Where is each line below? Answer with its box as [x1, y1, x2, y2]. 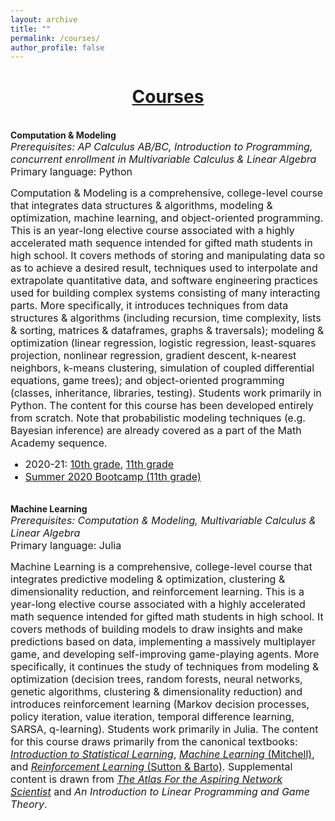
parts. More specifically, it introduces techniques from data [10, 299, 289, 313]
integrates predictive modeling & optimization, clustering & [10, 572, 286, 586]
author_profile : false [10, 42, 105, 53]
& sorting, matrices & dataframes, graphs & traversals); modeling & [10, 324, 325, 338]
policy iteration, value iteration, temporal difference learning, [10, 710, 295, 724]
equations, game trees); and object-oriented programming [10, 374, 285, 388]
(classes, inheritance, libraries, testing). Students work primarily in [10, 386, 322, 400]
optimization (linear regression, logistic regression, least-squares [10, 336, 317, 350]
